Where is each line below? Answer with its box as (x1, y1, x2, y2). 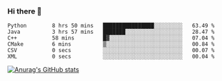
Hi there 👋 (7, 6, 43, 16)
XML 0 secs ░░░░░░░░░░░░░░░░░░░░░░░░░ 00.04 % (7, 53, 215, 61)
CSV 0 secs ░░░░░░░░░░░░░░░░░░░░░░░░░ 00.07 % (7, 47, 215, 54)
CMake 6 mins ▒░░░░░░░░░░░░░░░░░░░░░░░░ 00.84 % (7, 41, 215, 48)
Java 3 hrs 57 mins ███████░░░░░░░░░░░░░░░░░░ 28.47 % (7, 28, 215, 36)
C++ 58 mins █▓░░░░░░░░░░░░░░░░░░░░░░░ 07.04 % (7, 35, 215, 42)
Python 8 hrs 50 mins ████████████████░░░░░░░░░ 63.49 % (7, 23, 215, 30)
